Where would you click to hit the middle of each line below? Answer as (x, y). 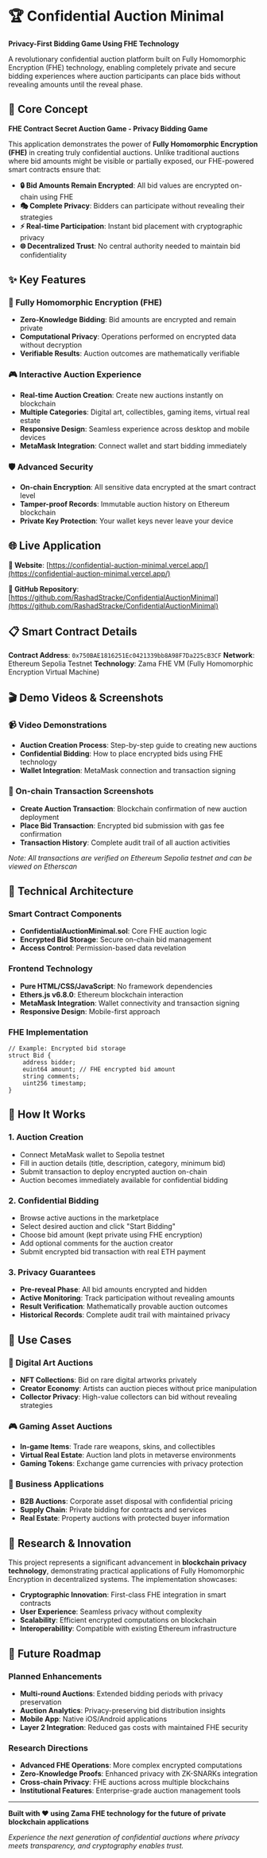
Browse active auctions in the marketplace (89, 1218)
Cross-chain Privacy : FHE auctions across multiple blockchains (124, 1782)
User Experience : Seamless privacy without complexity (111, 1611)
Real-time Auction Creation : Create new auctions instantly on (122, 395)
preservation (41, 1702)
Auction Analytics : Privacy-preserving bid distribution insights (123, 1710)
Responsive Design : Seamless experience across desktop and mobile (135, 429)
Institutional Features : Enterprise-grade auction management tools (130, 1790)
